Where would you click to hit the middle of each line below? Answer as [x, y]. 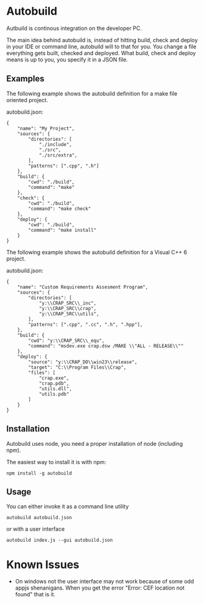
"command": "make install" [62, 230]
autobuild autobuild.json [39, 518]
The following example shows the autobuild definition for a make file [92, 94]
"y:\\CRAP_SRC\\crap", [68, 308]
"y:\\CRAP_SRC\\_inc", [68, 303]
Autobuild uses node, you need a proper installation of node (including [95, 443]
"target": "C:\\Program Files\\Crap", [77, 367]
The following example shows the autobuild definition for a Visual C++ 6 [97, 252]
